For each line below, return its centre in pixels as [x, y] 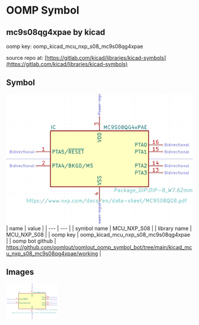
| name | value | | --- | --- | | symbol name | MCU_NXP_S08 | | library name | [99, 228]
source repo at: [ [26, 58]
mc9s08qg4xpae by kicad [56, 32]
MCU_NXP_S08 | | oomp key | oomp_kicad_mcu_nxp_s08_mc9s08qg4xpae [98, 234]
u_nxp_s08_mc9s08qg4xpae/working [52, 253]
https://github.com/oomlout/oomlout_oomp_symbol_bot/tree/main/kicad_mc [99, 247]
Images [20, 272]
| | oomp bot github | [31, 241]
